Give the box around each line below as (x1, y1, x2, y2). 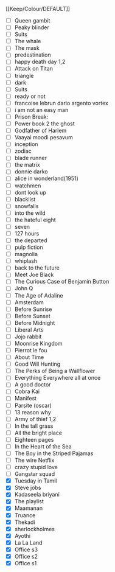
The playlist (14, 498, 44, 505)
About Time (14, 354, 44, 361)
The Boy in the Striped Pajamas (14, 450, 94, 457)
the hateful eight (14, 216, 56, 223)
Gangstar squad (14, 470, 55, 478)
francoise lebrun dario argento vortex (14, 99, 109, 106)
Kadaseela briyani (14, 491, 60, 498)
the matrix (14, 161, 40, 169)
